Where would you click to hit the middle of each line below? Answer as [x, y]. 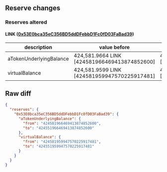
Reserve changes [33, 8]
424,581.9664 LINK [98, 56]
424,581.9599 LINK [98, 70]
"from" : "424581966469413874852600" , [62, 123]
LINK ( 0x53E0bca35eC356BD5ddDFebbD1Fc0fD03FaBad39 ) [70, 34]
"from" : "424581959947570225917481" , [62, 142]
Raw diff [18, 93]
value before [115, 47]
